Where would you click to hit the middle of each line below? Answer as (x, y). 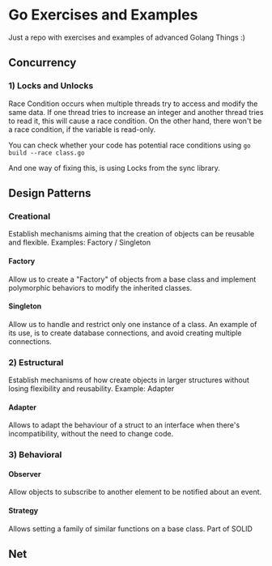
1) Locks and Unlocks (51, 86)
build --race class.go (47, 153)
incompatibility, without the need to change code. (91, 434)
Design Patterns (50, 193)
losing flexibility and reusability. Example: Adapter (91, 389)
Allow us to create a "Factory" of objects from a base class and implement (132, 279)
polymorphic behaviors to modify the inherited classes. (100, 287)
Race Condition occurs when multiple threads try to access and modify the (133, 104)
